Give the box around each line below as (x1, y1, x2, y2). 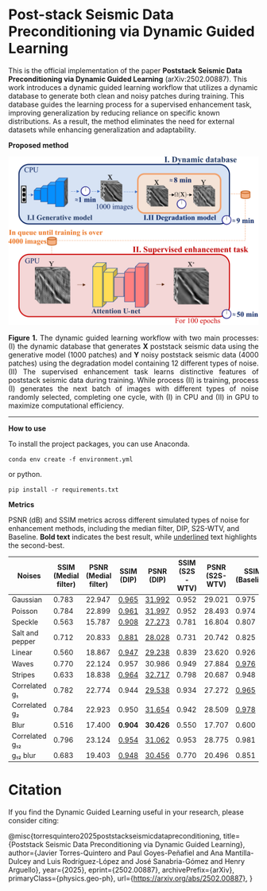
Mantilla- (225, 848, 254, 858)
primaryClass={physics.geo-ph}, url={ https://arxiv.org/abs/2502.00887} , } (8, 873, 253, 883)
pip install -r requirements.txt (8, 486, 119, 494)
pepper (11, 637, 36, 647)
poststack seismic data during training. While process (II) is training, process (8, 375, 259, 385)
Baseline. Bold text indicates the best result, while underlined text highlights (8, 532, 257, 541)
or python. (8, 469, 42, 479)
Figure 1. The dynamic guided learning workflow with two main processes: (8, 333, 259, 342)
